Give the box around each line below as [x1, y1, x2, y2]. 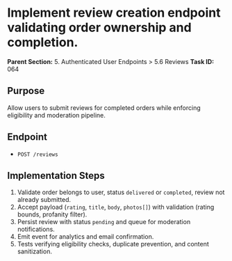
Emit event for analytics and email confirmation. [17, 232, 154, 241]
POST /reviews [17, 151, 58, 158]
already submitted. [17, 196, 72, 204]
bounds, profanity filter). [17, 210, 88, 219]
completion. [7, 35, 78, 50]
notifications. [17, 225, 56, 234]
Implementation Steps [7, 169, 106, 182]
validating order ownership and [7, 19, 192, 35]
